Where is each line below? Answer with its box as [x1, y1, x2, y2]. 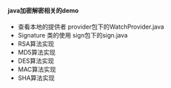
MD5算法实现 [17, 48, 56, 57]
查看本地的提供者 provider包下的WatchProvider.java [17, 23, 164, 31]
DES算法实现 [17, 57, 54, 65]
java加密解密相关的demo [8, 6, 79, 14]
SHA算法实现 [17, 74, 55, 82]
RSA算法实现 [17, 40, 54, 48]
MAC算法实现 [17, 65, 56, 74]
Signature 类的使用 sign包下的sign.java [17, 31, 128, 40]
